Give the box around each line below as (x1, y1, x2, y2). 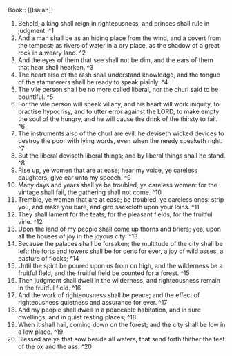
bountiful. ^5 (17, 93, 54, 101)
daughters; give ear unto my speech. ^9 (17, 174, 131, 182)
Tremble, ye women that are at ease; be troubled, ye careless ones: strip (17, 196, 224, 203)
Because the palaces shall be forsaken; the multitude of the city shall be (17, 240, 223, 247)
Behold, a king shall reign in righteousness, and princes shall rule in (17, 19, 210, 27)
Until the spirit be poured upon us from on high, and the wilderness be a (17, 262, 223, 270)
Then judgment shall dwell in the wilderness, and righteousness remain (17, 277, 220, 284)
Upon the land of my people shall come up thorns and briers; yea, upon (17, 225, 222, 233)
